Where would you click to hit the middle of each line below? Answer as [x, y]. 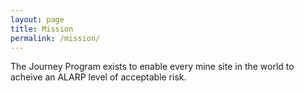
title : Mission [42, 29]
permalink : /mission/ [55, 38]
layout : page [37, 19]
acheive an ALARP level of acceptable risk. [98, 77]
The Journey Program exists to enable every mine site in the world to [152, 67]
